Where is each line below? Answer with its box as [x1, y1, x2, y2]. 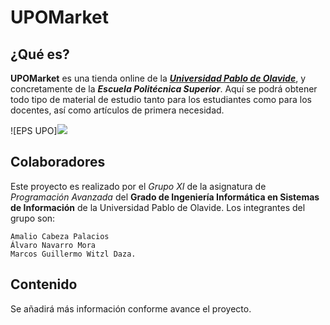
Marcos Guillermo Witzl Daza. [10, 249, 137, 259]
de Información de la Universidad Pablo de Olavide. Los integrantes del [10, 201, 306, 213]
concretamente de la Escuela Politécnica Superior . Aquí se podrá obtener [10, 83, 318, 95]
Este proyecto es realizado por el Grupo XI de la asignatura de [10, 180, 267, 192]
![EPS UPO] [10, 125, 58, 136]
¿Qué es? [10, 46, 70, 63]
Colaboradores [10, 154, 106, 171]
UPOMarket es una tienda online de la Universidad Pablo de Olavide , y [10, 72, 307, 84]
